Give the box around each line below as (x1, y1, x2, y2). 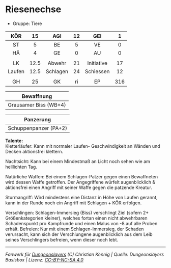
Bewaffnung (21, 93, 52, 100)
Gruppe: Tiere (12, 20, 42, 26)
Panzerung (23, 116, 51, 123)
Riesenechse (5, 4, 62, 15)
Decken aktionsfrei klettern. (5, 148, 64, 154)
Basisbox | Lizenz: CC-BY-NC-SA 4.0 (5, 256, 84, 263)
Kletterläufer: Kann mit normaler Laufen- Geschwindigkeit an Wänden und (5, 143, 160, 149)
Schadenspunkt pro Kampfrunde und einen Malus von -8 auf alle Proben (5, 220, 158, 226)
